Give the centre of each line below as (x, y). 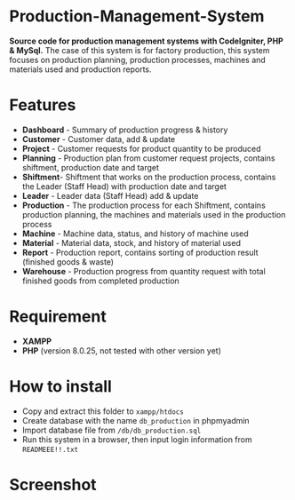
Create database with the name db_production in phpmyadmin (136, 420)
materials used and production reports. (81, 69)
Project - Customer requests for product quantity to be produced (141, 148)
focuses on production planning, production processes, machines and (138, 60)
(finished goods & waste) (68, 262)
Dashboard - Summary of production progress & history (125, 130)
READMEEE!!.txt (50, 449)
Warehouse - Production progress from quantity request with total (144, 271)
